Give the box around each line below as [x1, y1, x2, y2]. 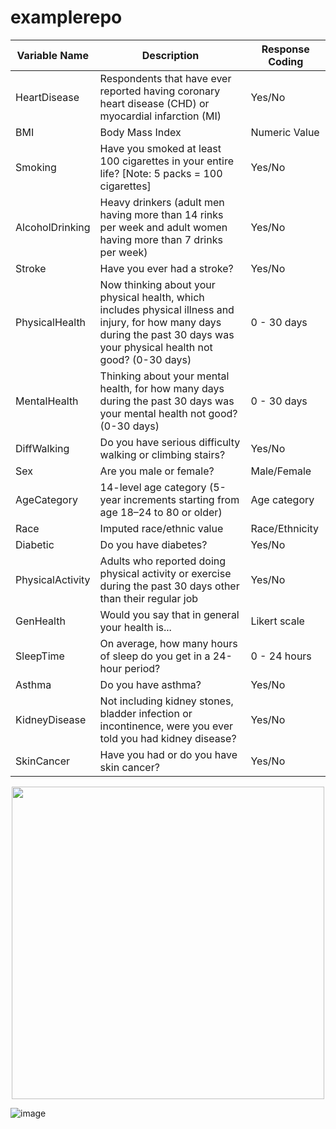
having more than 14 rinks [99, 207, 224, 221]
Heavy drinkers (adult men [99, 195, 225, 209]
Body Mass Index [99, 125, 182, 139]
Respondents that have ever [99, 71, 232, 85]
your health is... [99, 620, 172, 634]
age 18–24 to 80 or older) [99, 505, 223, 519]
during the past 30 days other [99, 579, 240, 593]
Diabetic [15, 537, 55, 551]
